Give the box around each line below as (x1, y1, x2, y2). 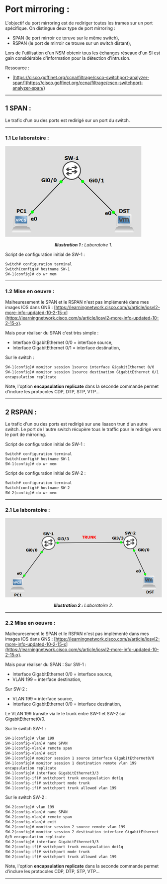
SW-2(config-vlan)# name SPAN (5, 810, 68, 815)
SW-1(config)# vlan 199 (5, 736, 55, 741)
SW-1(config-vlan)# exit (5, 751, 57, 756)
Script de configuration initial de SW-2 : (5, 470, 86, 476)
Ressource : (5, 65, 30, 71)
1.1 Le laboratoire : (5, 134, 49, 141)
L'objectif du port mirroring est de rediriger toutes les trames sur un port (5, 20, 153, 26)
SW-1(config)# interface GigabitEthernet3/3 (5, 771, 99, 776)
